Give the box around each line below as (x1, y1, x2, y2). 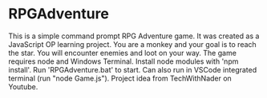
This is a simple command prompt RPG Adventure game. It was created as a (8, 31, 260, 41)
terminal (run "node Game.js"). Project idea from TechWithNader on (8, 73, 233, 83)
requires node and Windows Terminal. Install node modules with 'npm (8, 57, 239, 66)
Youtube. (8, 81, 38, 92)
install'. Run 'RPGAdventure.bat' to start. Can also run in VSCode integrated (8, 65, 257, 74)
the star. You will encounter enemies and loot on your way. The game (8, 48, 237, 57)
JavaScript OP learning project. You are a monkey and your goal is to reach (8, 39, 257, 49)
